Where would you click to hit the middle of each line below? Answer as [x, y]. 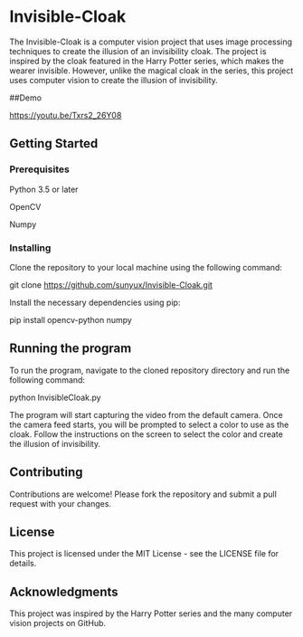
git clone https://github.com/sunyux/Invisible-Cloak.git [111, 285]
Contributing [46, 472]
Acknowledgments [64, 591]
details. [23, 564]
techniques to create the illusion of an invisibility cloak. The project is [138, 51]
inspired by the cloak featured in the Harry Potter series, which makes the [147, 61]
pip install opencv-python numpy [71, 319]
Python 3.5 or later [44, 189]
